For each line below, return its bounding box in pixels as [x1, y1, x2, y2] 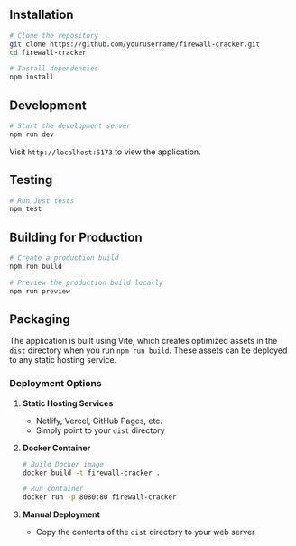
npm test [9, 205, 42, 214]
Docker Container [22, 442, 91, 453]
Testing [9, 172, 53, 188]
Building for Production [9, 229, 143, 245]
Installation [9, 7, 74, 23]
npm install [9, 72, 54, 82]
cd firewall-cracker [9, 48, 88, 57]
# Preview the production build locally [9, 278, 164, 287]
